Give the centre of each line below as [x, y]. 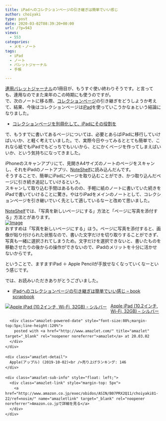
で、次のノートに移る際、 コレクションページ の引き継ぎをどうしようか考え [81, 101]
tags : [11, 51]
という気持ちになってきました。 [51, 153]
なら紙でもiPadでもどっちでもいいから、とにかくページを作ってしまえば [83, 147]
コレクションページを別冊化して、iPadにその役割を [64, 124]
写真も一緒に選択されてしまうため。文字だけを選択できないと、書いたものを [83, 241]
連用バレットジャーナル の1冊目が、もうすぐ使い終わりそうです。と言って [79, 89]
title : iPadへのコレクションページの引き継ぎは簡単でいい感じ [61, 10]
